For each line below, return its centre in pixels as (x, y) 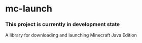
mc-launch (29, 9)
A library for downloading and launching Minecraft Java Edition (71, 35)
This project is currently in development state (63, 24)
